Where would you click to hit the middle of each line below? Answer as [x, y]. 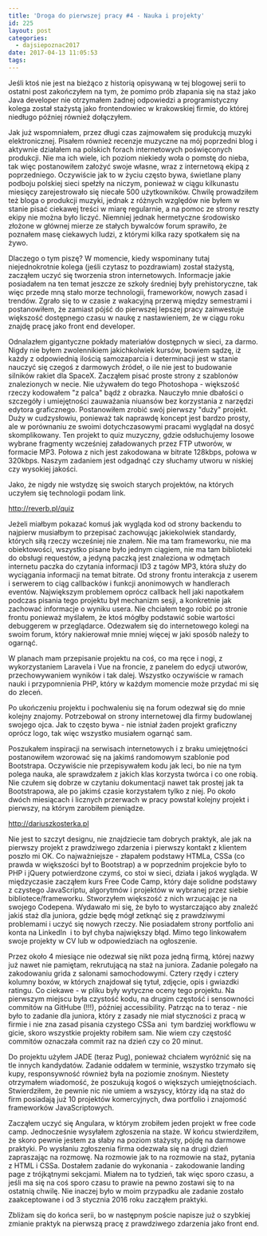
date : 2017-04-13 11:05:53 [53, 53]
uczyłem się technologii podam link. [67, 493]
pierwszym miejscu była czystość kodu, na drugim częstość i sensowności [131, 999]
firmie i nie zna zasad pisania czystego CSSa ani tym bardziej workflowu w [132, 1024]
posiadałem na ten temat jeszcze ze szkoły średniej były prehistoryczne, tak [133, 284]
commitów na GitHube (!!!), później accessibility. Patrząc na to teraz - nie [128, 1007]
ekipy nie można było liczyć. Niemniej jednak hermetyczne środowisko [124, 217]
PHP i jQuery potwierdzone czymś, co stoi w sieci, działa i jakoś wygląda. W [133, 872]
